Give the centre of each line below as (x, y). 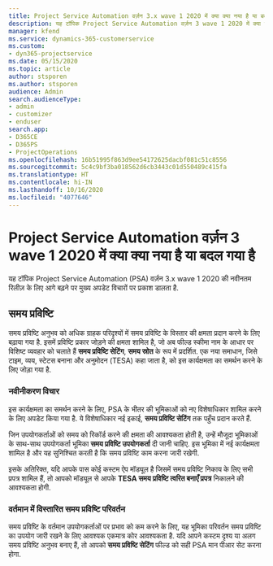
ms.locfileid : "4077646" (50, 197)
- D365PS (23, 144)
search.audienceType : (45, 99)
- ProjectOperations (43, 152)
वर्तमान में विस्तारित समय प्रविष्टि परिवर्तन (67, 509)
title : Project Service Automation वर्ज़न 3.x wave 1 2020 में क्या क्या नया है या (133, 16)
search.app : (28, 129)
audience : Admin (36, 91)
